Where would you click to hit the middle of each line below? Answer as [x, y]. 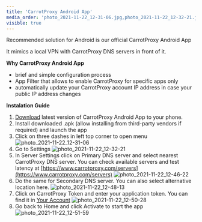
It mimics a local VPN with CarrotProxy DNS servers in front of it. [86, 52]
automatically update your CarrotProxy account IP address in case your [103, 88]
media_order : [23, 17]
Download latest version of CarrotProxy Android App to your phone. [99, 117]
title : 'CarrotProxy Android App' [50, 12]
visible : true [24, 23]
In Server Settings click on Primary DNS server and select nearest [96, 155]
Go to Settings [33, 149]
